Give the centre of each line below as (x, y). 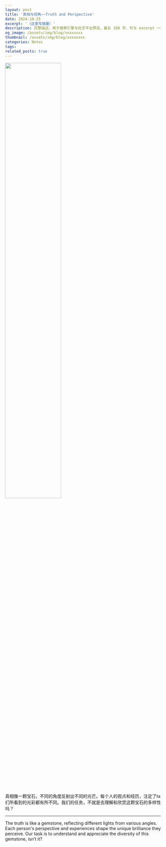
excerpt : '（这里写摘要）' (30, 24)
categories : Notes (24, 42)
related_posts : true (26, 51)
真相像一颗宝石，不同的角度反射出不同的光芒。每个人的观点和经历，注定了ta (83, 796)
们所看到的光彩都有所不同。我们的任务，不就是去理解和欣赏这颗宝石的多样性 (83, 802)
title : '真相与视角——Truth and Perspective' (50, 14)
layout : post (19, 10)
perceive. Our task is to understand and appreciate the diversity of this (77, 834)
